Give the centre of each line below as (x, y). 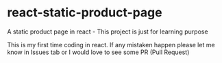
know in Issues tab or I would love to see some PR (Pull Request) (98, 52)
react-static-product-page (85, 13)
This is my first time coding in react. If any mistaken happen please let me (111, 45)
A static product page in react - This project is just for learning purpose (108, 32)
